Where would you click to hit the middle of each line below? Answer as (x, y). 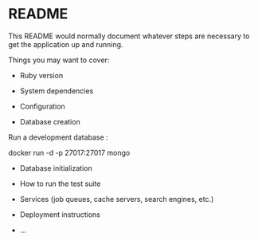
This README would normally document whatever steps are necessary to (129, 36)
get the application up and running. (66, 44)
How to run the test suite (60, 184)
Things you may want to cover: (59, 60)
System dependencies (57, 91)
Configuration (42, 106)
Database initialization (56, 168)
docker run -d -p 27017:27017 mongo (69, 152)
